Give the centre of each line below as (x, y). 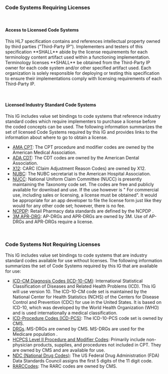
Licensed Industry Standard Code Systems (51, 105)
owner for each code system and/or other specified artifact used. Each (78, 68)
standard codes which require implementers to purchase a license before (81, 121)
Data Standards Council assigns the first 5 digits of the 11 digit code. (82, 361)
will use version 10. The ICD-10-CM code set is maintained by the (80, 292)
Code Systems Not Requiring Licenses (53, 244)
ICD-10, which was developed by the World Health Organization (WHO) (85, 308)
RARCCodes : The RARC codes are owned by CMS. (65, 366)
